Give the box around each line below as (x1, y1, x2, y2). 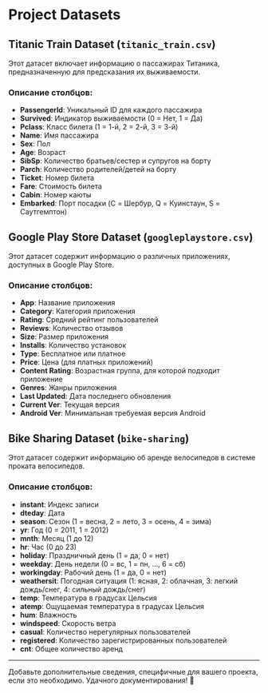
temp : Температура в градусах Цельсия (19, 593, 158, 603)
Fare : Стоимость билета (19, 181, 102, 191)
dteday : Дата (19, 508, 65, 517)
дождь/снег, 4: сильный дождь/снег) (19, 584, 146, 594)
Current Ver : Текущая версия (19, 400, 120, 409)
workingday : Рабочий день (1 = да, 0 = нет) (19, 568, 167, 577)
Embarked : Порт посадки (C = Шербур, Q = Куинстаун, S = (19, 198, 221, 209)
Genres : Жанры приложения (19, 383, 117, 392)
